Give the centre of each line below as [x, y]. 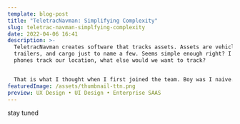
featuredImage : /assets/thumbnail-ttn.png [71, 86]
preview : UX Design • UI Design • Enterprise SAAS [84, 93]
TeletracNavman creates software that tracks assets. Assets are [113, 47]
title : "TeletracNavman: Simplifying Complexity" [83, 21]
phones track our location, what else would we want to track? [110, 61]
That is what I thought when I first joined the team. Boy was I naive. [124, 79]
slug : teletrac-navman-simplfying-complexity [76, 27]
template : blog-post [38, 14]
